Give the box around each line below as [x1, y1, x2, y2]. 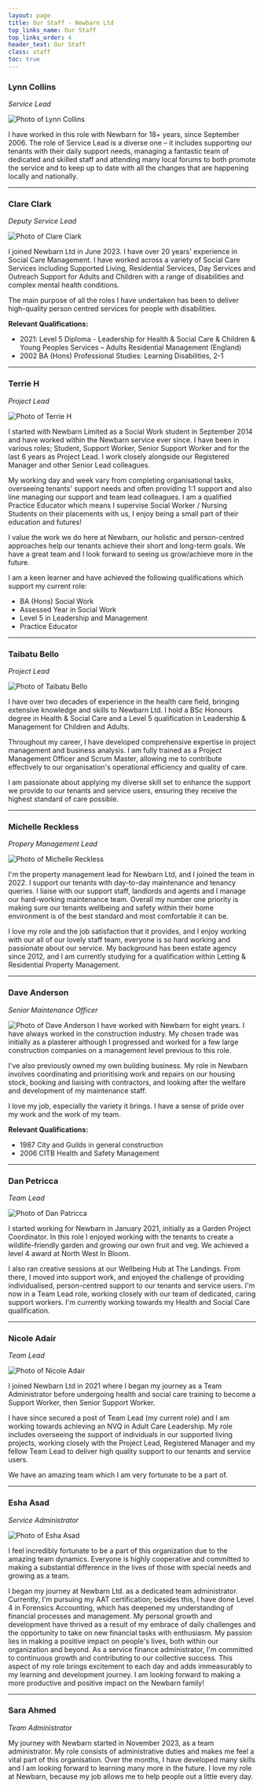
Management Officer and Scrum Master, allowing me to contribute [8, 754, 222, 763]
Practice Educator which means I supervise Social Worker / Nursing [8, 501, 228, 510]
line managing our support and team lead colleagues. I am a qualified [8, 492, 232, 501]
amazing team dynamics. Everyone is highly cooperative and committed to [8, 1554, 250, 1563]
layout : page [8, 11, 51, 20]
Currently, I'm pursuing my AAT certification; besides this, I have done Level [8, 1595, 254, 1604]
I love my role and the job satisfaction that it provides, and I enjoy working [8, 926, 247, 937]
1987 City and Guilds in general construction [19, 1140, 163, 1149]
